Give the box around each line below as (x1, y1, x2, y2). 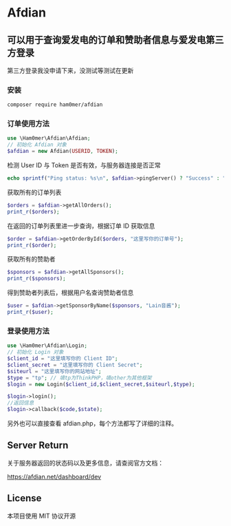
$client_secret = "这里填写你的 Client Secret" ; (7, 361, 143, 368)
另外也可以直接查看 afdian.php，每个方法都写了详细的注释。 (7, 419, 178, 428)
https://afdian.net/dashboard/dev (7, 472, 102, 481)
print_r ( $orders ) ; (7, 208, 60, 215)
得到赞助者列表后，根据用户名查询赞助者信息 (7, 288, 134, 297)
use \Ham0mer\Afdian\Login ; (7, 342, 88, 349)
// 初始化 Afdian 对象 (7, 141, 67, 149)
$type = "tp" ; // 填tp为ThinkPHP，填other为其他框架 (7, 374, 153, 381)
